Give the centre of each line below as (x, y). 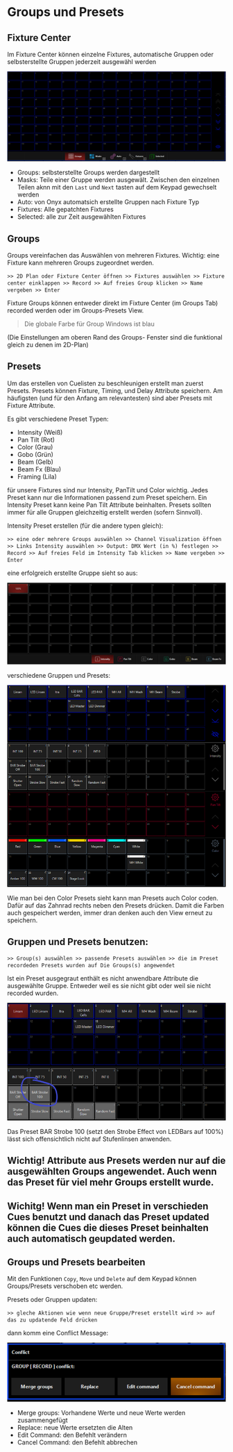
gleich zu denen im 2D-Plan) (48, 345)
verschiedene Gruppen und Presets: (59, 675)
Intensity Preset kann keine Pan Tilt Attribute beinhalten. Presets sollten (109, 505)
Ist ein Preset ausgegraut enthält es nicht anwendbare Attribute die (103, 978)
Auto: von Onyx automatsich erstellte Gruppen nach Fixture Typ (108, 202)
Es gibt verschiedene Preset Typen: (58, 419)
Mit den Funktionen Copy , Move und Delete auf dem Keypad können (102, 1279)
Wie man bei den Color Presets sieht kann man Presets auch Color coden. (113, 898)
